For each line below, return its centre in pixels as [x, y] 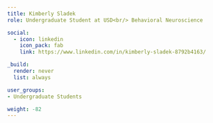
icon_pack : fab [42, 46]
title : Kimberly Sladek [42, 14]
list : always [32, 77]
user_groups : [26, 90]
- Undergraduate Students [44, 97]
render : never [34, 71]
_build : [18, 65]
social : [18, 33]
